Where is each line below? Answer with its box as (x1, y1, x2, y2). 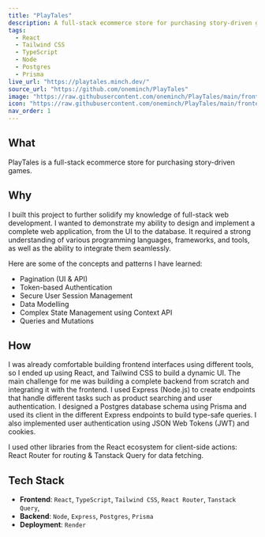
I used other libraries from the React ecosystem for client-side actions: (8, 442, 238, 452)
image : (8, 93, 30, 100)
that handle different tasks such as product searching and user (8, 393, 213, 403)
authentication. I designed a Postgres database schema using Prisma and (8, 402, 247, 411)
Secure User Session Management (19, 290, 133, 301)
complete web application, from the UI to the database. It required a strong (8, 226, 251, 236)
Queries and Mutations (19, 316, 95, 325)
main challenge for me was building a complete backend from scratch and (8, 376, 250, 386)
